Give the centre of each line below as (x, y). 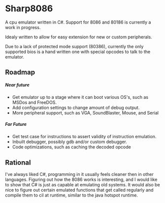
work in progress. (23, 27)
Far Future (16, 124)
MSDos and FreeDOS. (34, 102)
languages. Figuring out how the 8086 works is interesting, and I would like (81, 179)
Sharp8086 (29, 9)
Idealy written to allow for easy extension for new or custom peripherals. (79, 37)
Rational (18, 162)
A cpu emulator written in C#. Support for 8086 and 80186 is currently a (78, 22)
